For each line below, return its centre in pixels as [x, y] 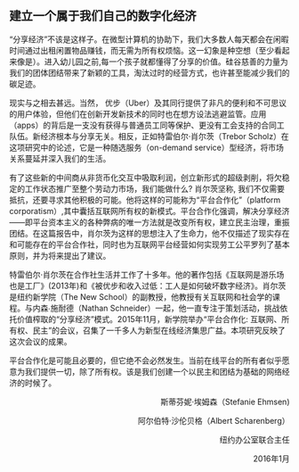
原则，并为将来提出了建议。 [60, 255]
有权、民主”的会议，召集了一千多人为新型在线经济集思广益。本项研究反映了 [148, 330]
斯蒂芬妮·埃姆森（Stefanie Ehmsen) [225, 402]
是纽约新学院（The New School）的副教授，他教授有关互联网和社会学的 [141, 296]
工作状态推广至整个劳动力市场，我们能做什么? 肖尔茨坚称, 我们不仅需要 [155, 188]
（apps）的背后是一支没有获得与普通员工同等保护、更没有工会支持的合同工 [147, 125]
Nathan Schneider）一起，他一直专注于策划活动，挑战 [181, 308]
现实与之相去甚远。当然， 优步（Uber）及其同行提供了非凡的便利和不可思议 [148, 103]
